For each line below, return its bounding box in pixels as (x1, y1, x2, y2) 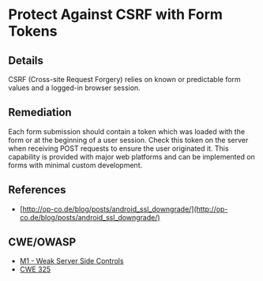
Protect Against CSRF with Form (8, 6, 224, 24)
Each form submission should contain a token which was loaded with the (8, 126, 246, 136)
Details (8, 54, 43, 67)
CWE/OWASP (8, 235, 77, 249)
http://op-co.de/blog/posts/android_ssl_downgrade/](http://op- (22, 204, 228, 214)
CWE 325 (19, 264, 51, 274)
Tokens (8, 22, 58, 40)
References (8, 183, 66, 197)
